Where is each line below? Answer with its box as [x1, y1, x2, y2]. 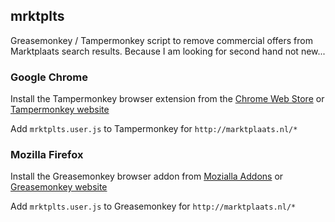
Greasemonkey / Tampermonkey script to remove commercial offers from [10, 34, 313, 46]
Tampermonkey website [10, 104, 110, 116]
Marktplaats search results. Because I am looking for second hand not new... [10, 45, 326, 57]
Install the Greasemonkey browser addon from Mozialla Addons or [10, 170, 284, 183]
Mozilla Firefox [10, 148, 84, 162]
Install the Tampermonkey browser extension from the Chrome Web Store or [10, 93, 325, 105]
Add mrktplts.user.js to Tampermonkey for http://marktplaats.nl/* [10, 123, 298, 135]
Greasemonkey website [10, 181, 108, 193]
